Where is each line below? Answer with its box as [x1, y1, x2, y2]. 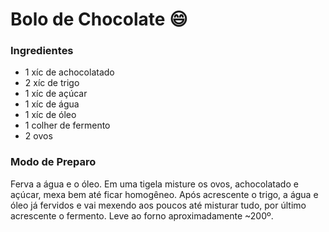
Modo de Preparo [10, 155, 97, 169]
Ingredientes [10, 44, 74, 58]
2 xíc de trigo [24, 77, 80, 89]
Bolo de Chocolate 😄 [10, 8, 188, 31]
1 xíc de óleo [24, 109, 77, 121]
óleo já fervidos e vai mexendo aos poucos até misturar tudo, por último [10, 199, 307, 211]
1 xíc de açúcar [24, 88, 88, 100]
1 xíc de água [24, 98, 80, 110]
